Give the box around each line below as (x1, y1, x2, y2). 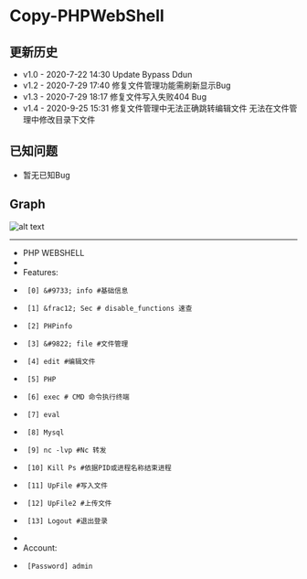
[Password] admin (26, 562, 93, 571)
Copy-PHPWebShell (9, 5, 164, 27)
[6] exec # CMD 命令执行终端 (26, 392, 130, 402)
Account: (22, 541, 58, 553)
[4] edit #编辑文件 (26, 357, 96, 366)
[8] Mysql (26, 427, 65, 437)
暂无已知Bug (22, 169, 70, 180)
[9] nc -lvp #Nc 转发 (26, 445, 107, 455)
